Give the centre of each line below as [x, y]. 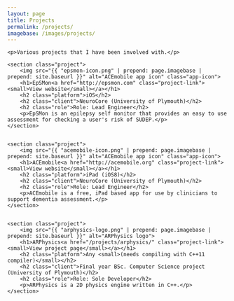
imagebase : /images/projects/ [51, 33]
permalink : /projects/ [40, 27]
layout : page [26, 14]
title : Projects [31, 20]
